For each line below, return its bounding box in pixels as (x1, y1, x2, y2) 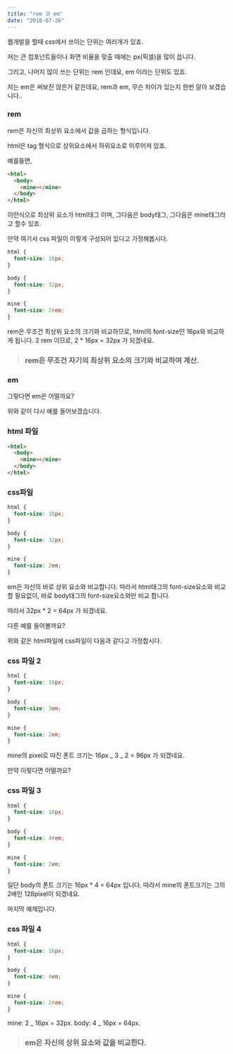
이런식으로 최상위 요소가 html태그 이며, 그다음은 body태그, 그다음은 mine (7, 210, 209, 219)
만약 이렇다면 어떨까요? (7, 766, 71, 775)
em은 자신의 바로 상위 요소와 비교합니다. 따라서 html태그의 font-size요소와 (7, 583, 213, 591)
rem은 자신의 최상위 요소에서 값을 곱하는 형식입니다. (7, 126, 150, 134)
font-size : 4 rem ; (13, 835, 65, 842)
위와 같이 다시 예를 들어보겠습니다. (7, 407, 102, 416)
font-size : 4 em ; (13, 973, 61, 980)
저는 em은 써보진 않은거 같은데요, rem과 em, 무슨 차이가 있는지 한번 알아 (7, 82, 208, 91)
